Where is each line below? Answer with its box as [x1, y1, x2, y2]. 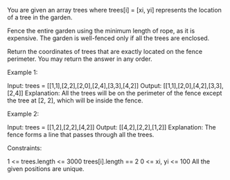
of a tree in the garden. [7, 13, 73, 21]
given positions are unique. [7, 165, 85, 172]
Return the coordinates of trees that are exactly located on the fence [7, 48, 203, 55]
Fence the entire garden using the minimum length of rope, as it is [7, 27, 195, 35]
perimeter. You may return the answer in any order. [7, 55, 152, 63]
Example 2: [7, 110, 39, 118]
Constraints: [7, 144, 42, 152]
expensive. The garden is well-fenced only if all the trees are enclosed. [7, 34, 210, 42]
